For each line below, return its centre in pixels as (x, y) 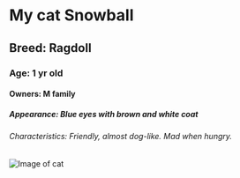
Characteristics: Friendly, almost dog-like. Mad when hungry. (120, 137)
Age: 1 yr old (36, 73)
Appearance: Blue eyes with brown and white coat (104, 114)
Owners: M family (42, 94)
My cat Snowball (71, 15)
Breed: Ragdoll (50, 48)
